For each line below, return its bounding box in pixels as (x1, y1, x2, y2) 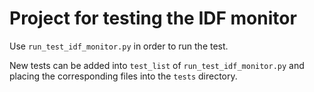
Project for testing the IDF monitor (9, 7, 297, 30)
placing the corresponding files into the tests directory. (9, 70, 238, 82)
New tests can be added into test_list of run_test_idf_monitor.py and (9, 59, 305, 71)
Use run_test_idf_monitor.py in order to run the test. (9, 40, 229, 52)
